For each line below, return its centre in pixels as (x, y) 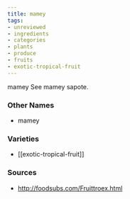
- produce (22, 54)
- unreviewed (27, 27)
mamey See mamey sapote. (48, 86)
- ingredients (28, 34)
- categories (27, 40)
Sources (22, 173)
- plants (20, 47)
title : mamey (27, 14)
